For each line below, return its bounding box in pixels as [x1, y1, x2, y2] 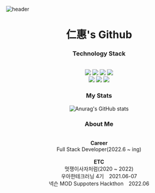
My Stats [85, 91, 113, 100]
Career [90, 139, 108, 147]
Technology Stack [72, 50, 126, 58]
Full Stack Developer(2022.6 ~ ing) [57, 146, 141, 153]
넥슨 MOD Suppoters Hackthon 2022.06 [48, 180, 150, 187]
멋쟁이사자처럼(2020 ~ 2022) [64, 165, 134, 172]
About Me [84, 120, 114, 128]
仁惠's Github [65, 28, 133, 41]
